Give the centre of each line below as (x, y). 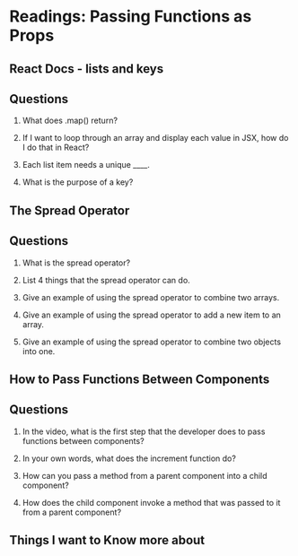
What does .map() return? (70, 121)
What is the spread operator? (76, 263)
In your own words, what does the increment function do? (129, 458)
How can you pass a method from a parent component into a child (145, 475)
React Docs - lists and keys (87, 69)
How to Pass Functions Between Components (140, 379)
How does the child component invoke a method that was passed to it (151, 502)
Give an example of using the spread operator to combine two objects (151, 342)
